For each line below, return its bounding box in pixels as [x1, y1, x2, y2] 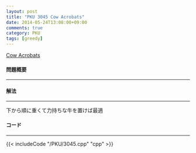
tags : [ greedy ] [6, 36, 43, 41]
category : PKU [6, 30, 41, 36]
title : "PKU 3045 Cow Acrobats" [6, 14, 85, 20]
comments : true [6, 25, 43, 31]
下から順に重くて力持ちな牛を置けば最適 [6, 107, 103, 114]
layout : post [6, 8, 38, 15]
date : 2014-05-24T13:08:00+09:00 [6, 19, 87, 25]
